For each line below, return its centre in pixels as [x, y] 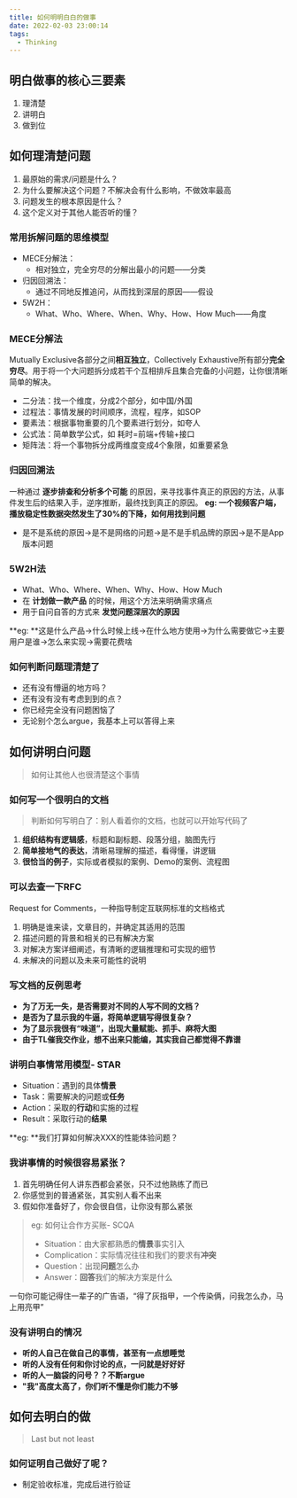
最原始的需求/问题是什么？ [70, 179]
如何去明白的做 [50, 1417]
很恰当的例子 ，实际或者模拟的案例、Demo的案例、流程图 [126, 862]
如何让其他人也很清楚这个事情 [85, 775]
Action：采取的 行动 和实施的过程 [80, 1108]
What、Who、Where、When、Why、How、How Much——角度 [151, 314]
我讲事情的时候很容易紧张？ [68, 1163]
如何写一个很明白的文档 [59, 800]
